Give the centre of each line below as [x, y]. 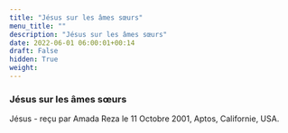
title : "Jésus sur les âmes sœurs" [76, 18]
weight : [24, 68]
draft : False [34, 51]
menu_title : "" [38, 26]
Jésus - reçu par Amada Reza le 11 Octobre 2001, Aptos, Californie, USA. [144, 119]
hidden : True [34, 59]
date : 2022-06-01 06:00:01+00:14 [72, 43]
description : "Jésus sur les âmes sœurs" [88, 34]
